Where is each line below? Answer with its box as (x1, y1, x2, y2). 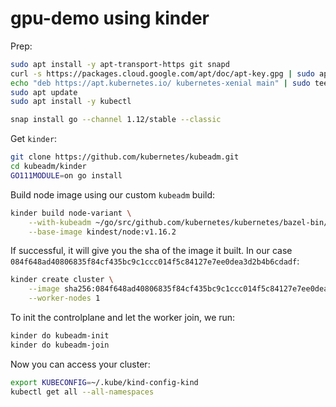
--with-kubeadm (28, 217, 92, 227)
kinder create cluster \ (10, 275, 114, 285)
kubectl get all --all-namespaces (10, 387, 155, 397)
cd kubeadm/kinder (10, 162, 87, 172)
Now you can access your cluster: (10, 358, 151, 370)
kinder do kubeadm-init (10, 331, 110, 341)
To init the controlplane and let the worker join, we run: (10, 312, 236, 324)
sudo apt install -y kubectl (10, 97, 132, 107)
